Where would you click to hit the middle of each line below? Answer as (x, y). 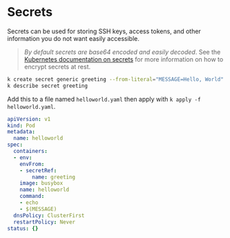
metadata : (21, 132)
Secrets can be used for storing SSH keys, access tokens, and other (104, 31)
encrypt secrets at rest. (57, 66)
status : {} (23, 228)
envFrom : (32, 164)
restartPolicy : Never (45, 222)
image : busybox (41, 183)
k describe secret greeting (48, 86)
